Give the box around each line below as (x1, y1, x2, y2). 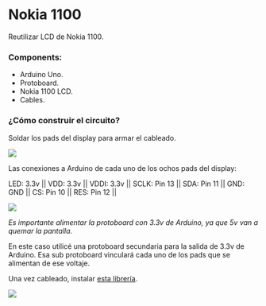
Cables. (19, 95, 45, 105)
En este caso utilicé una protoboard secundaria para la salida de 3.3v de (8, 241, 245, 251)
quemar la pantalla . (8, 226, 73, 235)
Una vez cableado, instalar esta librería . (8, 273, 138, 283)
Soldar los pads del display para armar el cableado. (8, 133, 176, 142)
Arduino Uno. (19, 70, 64, 79)
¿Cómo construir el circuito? (8, 115, 121, 126)
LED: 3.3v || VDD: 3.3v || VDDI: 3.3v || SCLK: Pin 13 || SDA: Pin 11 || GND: (8, 179, 245, 188)
